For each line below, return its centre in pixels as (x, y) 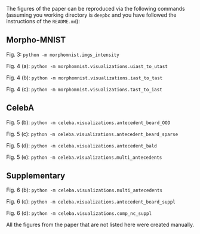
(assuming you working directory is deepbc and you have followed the (92, 15)
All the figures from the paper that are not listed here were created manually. (100, 225)
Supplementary (36, 176)
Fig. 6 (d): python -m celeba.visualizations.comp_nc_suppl (79, 213)
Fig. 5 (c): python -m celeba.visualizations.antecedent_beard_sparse (92, 134)
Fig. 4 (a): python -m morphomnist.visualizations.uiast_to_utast (87, 66)
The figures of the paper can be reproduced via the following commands (96, 9)
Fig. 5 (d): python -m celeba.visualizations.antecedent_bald (81, 145)
